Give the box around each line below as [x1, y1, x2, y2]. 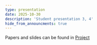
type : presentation [5, 7, 45, 12]
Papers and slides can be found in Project [5, 35, 90, 41]
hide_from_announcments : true [5, 21, 67, 26]
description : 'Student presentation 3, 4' [5, 16, 94, 21]
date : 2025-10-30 [5, 12, 41, 17]
